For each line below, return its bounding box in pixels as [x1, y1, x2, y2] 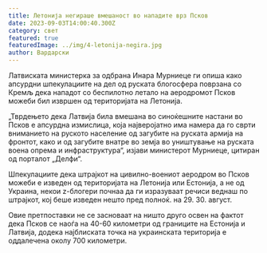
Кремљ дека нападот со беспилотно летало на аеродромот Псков [8, 88, 236, 97]
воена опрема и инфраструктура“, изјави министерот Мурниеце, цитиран [8, 145, 260, 155]
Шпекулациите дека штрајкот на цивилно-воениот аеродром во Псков [8, 169, 249, 179]
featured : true [8, 34, 59, 42]
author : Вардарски [8, 49, 69, 57]
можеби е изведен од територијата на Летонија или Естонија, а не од [8, 178, 245, 188]
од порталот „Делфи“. [8, 154, 82, 164]
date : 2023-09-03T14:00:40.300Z [8, 19, 116, 27]
